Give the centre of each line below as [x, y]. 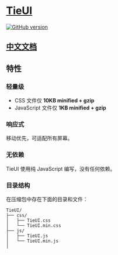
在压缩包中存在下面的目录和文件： [47, 199]
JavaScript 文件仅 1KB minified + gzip [60, 108]
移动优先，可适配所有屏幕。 [39, 138]
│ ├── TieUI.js [27, 236]
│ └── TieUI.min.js [32, 241]
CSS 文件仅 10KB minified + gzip [54, 101]
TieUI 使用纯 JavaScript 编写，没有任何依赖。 [61, 168]
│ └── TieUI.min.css [34, 225]
